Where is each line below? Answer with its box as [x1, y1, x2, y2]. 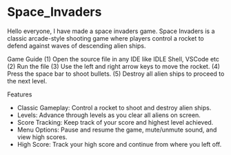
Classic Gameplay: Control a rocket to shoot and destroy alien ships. [17, 103, 212, 112]
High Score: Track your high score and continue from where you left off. [17, 140, 222, 148]
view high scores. [17, 132, 68, 141]
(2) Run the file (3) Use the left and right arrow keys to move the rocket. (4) [7, 62, 221, 70]
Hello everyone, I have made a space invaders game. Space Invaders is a [7, 27, 215, 35]
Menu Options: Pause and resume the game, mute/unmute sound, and [17, 125, 217, 134]
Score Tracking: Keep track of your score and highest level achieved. [17, 118, 214, 126]
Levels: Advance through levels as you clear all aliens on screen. [17, 111, 201, 119]
